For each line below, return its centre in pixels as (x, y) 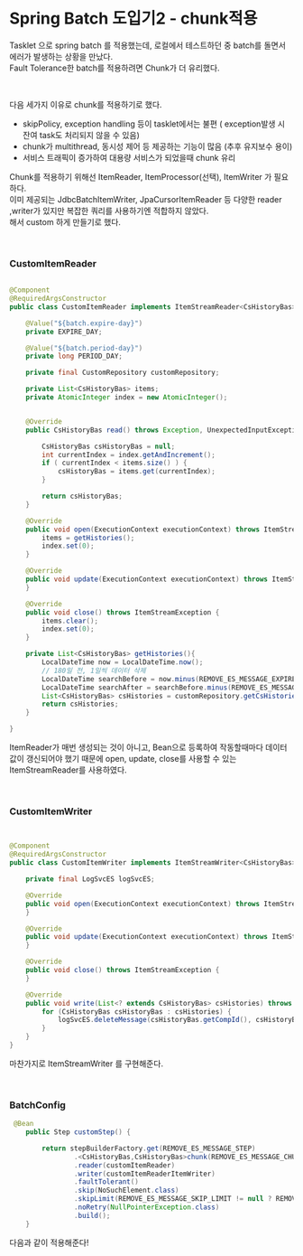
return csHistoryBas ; (83, 497)
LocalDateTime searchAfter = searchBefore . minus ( (137, 688)
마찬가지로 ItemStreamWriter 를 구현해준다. (87, 1064)
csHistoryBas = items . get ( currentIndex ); (137, 472)
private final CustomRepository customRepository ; (123, 373)
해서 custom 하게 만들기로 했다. (65, 221)
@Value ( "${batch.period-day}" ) (84, 348)
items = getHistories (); (88, 538)
